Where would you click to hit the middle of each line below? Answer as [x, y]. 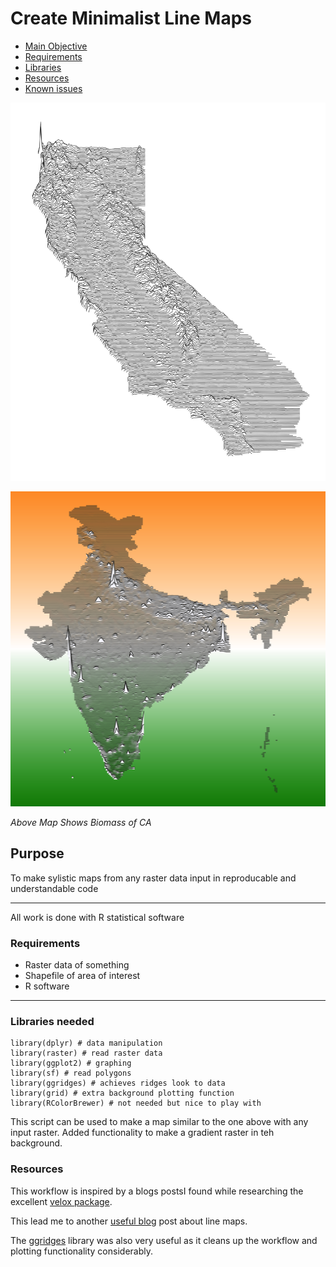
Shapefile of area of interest [82, 976]
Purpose [37, 853]
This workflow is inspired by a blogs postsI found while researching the [157, 1191]
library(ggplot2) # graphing [71, 1063]
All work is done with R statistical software [97, 917]
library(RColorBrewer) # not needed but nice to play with [136, 1103]
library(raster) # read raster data [86, 1053]
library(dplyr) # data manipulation [86, 1043]
